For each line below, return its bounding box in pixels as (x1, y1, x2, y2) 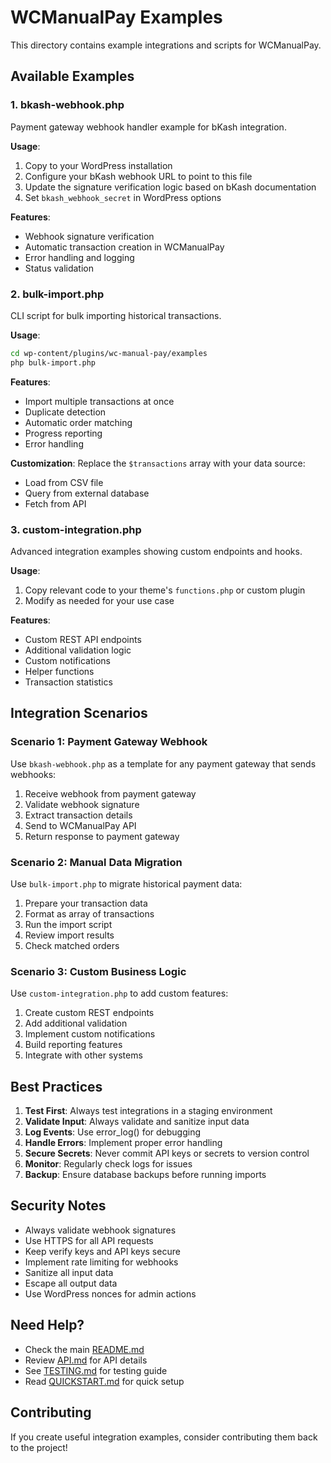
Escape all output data (24, 1277, 118, 1289)
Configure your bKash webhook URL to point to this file (24, 170, 253, 182)
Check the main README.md (24, 1343, 145, 1355)
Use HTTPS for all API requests (24, 1234, 154, 1246)
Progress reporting (24, 427, 103, 439)
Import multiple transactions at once (24, 395, 175, 407)
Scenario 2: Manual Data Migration (10, 855, 183, 869)
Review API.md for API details (24, 1354, 148, 1366)
